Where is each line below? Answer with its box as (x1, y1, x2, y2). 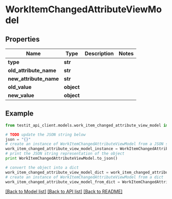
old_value (8, 83, 32, 91)
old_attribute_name (8, 67, 56, 74)
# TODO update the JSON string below (5, 132, 86, 137)
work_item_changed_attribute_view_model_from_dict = (5, 179, 120, 185)
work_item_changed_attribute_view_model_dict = (5, 170, 109, 175)
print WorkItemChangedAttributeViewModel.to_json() (5, 156, 118, 161)
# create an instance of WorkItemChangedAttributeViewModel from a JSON (5, 142, 164, 147)
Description (84, 50, 114, 57)
